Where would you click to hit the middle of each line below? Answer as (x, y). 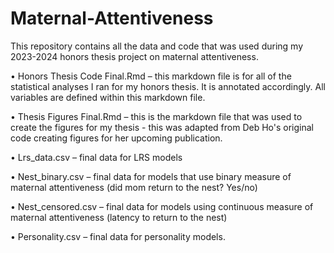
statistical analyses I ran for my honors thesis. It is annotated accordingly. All (168, 86)
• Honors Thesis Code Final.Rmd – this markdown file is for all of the (151, 76)
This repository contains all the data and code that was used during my (156, 46)
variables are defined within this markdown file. (108, 97)
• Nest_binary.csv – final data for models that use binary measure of (151, 176)
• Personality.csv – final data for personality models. (118, 236)
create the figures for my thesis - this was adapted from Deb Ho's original (162, 127)
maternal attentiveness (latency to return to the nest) (119, 217)
